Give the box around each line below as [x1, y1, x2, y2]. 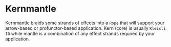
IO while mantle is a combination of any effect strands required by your [5, 30, 155, 36]
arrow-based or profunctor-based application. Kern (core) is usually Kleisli [5, 25, 166, 31]
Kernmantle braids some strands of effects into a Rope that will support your [5, 20, 165, 26]
